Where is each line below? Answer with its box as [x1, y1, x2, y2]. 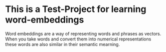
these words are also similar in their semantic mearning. [5, 41, 120, 47]
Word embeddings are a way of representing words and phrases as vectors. [5, 30, 162, 36]
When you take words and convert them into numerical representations [5, 36, 152, 42]
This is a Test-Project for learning [5, 3, 147, 15]
